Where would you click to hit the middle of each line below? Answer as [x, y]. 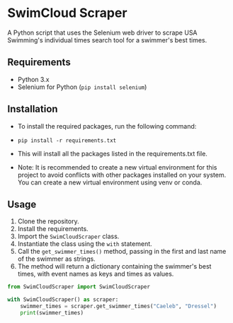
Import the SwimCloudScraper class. [68, 236]
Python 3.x [33, 79]
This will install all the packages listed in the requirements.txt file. [112, 153]
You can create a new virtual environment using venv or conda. [110, 182]
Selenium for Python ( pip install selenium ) [82, 87]
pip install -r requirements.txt [67, 140]
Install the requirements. [53, 229]
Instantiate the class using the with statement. [85, 244]
